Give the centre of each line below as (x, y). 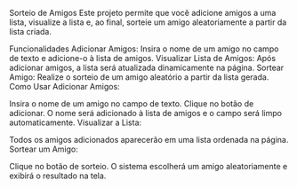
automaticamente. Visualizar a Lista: (76, 122)
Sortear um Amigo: (44, 149)
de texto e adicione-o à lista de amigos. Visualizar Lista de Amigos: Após (143, 58)
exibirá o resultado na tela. (58, 176)
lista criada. (30, 31)
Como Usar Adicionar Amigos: (64, 86)
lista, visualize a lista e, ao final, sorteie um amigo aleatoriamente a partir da (148, 22)
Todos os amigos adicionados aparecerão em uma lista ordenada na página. (149, 140)
